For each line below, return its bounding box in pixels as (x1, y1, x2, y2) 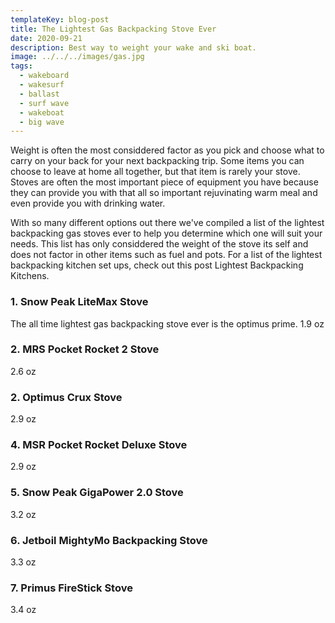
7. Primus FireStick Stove (10, 581, 133, 595)
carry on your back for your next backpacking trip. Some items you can (10, 155, 305, 167)
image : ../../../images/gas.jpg (10, 52, 145, 62)
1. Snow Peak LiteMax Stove (10, 295, 149, 309)
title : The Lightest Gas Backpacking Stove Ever (10, 24, 217, 34)
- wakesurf (19, 80, 65, 90)
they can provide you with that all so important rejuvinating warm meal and (10, 187, 318, 199)
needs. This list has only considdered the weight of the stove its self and (10, 238, 309, 250)
